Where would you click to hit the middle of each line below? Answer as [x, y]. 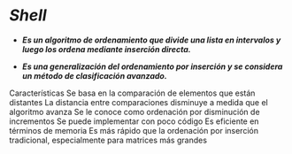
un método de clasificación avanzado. [95, 75]
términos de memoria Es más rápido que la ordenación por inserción [134, 130]
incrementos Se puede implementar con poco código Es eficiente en [134, 121]
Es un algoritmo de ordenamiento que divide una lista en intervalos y [151, 40]
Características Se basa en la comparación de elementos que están [132, 93]
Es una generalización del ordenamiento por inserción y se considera [152, 66]
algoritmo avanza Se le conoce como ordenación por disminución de [134, 112]
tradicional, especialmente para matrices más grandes [108, 140]
